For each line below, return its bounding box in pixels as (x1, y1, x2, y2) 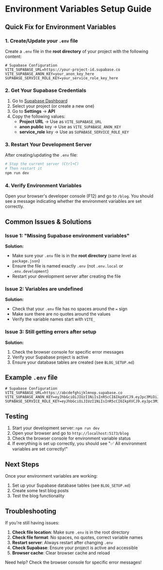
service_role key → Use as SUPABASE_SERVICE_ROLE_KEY (19, 129, 130, 135)
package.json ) (12, 258, 40, 264)
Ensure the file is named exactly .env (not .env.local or (12, 263, 124, 269)
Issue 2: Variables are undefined (5, 285, 83, 292)
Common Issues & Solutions (5, 217, 92, 226)
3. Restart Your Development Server (5, 141, 92, 148)
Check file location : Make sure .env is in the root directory (12, 529, 130, 535)
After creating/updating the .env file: (5, 152, 78, 158)
